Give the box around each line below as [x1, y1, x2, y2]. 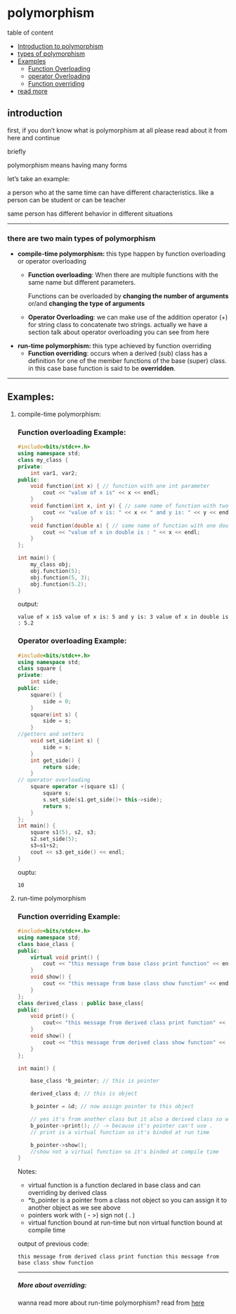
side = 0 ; [43, 698, 72, 705]
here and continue [7, 133, 60, 142]
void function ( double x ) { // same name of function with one [30, 522, 216, 529]
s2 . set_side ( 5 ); [30, 835, 78, 843]
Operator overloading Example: [17, 636, 127, 646]
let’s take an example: [7, 174, 70, 183]
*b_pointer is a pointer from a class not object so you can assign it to [27, 1196, 227, 1205]
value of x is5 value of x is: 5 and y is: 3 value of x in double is [17, 613, 229, 621]
